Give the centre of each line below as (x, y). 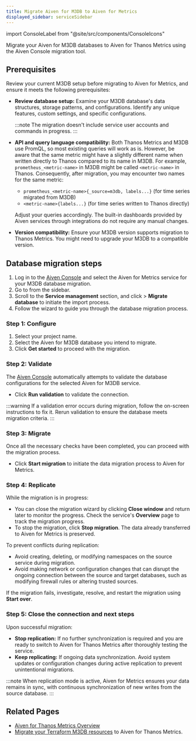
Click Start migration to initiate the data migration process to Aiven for (99, 464)
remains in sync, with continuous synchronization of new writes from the (94, 687)
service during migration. (45, 563)
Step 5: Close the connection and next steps (70, 614)
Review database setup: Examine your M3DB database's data (90, 101)
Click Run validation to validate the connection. (72, 394)
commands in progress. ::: (46, 131)
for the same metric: (39, 180)
